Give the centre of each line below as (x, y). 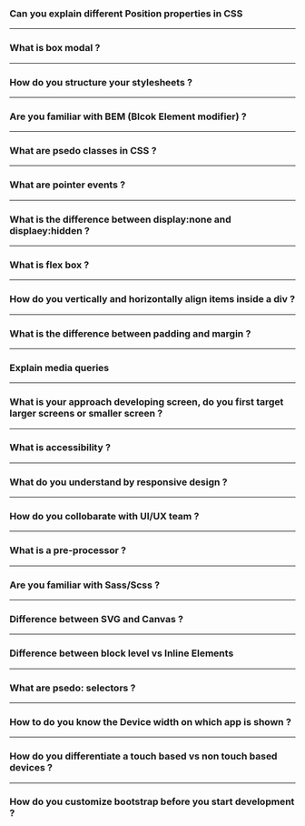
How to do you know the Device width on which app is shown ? (151, 721)
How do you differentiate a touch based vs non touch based (143, 756)
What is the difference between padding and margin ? (130, 333)
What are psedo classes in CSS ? (83, 151)
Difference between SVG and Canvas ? (97, 619)
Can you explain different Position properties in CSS (126, 14)
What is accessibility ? (60, 448)
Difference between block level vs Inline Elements (122, 653)
